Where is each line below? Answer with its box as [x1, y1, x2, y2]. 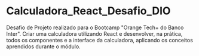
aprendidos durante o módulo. [6, 43, 81, 50]
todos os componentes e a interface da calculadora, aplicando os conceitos [6, 36, 193, 43]
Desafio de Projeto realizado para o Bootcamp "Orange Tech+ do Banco [6, 24, 184, 31]
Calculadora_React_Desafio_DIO [6, 4, 171, 18]
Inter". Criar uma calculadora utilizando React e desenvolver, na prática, [6, 30, 183, 37]
